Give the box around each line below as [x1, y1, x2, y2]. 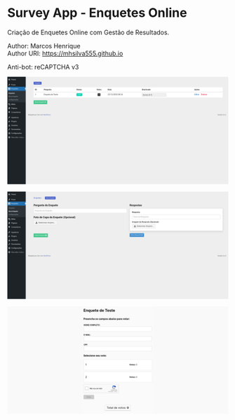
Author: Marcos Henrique [7, 41, 81, 50]
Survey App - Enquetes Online [7, 5, 187, 21]
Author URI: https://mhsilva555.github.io [7, 49, 123, 57]
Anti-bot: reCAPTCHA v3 [7, 62, 79, 71]
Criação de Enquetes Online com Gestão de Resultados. [7, 28, 170, 36]
